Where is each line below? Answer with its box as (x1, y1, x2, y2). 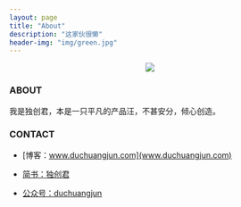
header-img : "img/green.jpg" (9, 37, 118, 47)
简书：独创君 (21, 169, 70, 179)
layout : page (9, 12, 58, 22)
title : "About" (9, 21, 66, 30)
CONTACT (9, 128, 55, 141)
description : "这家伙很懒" (9, 29, 103, 38)
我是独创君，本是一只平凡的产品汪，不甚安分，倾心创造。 (9, 105, 220, 116)
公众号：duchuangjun (21, 187, 103, 198)
